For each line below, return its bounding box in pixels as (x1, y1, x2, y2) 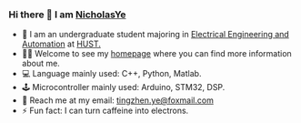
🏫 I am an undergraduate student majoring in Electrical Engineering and (21, 29, 290, 40)
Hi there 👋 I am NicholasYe (8, 8, 126, 21)
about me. (21, 58, 60, 69)
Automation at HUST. (21, 38, 102, 49)
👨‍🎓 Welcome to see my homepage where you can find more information (21, 48, 292, 59)
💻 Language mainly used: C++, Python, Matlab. (21, 68, 202, 79)
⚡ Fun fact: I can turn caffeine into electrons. (21, 105, 189, 117)
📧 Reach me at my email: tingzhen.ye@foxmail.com (21, 95, 215, 106)
